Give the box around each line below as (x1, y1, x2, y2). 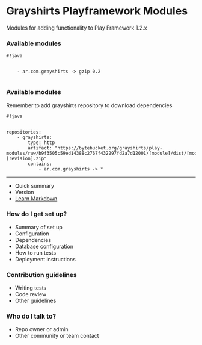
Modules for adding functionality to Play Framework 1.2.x (6, 24, 147, 31)
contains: (28, 161, 52, 167)
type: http (28, 140, 55, 146)
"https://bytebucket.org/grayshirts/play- (54, 145, 163, 151)
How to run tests (14, 249, 57, 256)
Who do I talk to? (6, 312, 57, 320)
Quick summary (14, 182, 55, 189)
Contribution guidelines (6, 270, 77, 279)
